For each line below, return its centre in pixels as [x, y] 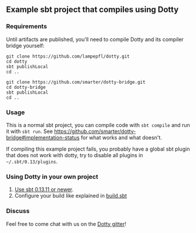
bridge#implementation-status [43, 137]
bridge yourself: [26, 45]
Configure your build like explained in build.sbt [71, 196]
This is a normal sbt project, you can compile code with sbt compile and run [98, 125]
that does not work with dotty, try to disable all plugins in [75, 155]
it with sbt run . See [29, 131]
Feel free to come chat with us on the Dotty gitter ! [66, 224]
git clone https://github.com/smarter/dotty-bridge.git [76, 82]
